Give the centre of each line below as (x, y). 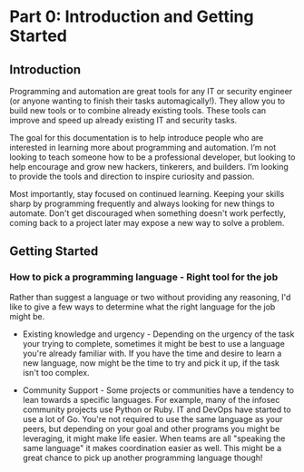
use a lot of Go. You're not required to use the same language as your (152, 418)
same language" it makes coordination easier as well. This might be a (152, 447)
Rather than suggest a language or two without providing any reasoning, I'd (150, 297)
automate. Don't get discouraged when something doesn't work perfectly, (147, 213)
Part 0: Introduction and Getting (132, 17)
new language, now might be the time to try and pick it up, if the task (151, 363)
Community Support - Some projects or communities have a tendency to (158, 390)
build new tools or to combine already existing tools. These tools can (138, 110)
